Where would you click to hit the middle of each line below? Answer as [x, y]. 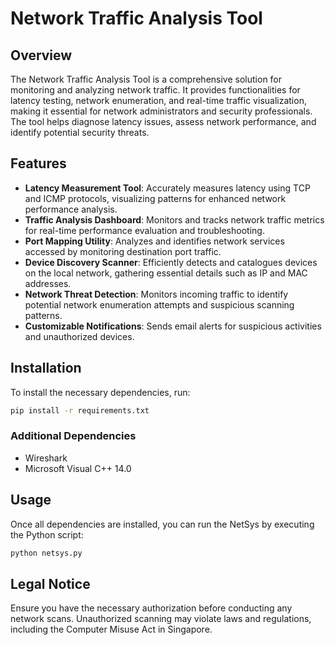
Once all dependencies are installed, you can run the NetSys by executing [162, 524]
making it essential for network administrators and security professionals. [161, 111]
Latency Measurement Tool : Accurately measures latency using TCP [167, 188]
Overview [41, 55]
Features [38, 163]
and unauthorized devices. [79, 336]
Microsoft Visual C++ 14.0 [78, 468]
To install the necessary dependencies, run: [100, 392]
